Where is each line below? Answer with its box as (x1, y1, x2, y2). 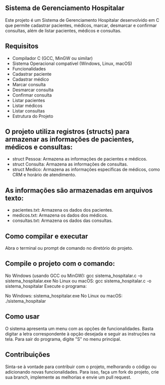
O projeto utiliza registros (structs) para (5, 127, 130, 136)
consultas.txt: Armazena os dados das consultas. (12, 218, 113, 223)
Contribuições (5, 350, 50, 359)
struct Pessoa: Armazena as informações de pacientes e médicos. (12, 156, 147, 162)
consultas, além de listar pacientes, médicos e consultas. (5, 27, 122, 34)
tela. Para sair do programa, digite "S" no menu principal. (5, 336, 122, 342)
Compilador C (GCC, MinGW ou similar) (12, 55, 93, 61)
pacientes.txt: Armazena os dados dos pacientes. (12, 207, 114, 213)
